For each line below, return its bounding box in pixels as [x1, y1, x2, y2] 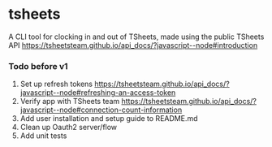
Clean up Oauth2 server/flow [19, 123, 118, 132]
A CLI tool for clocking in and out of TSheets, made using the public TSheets [8, 32, 265, 41]
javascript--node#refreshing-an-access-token [19, 88, 176, 97]
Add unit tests [19, 131, 67, 141]
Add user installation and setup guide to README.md [19, 114, 198, 123]
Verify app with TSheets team [19, 97, 120, 106]
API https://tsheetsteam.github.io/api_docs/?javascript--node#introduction [8, 40, 258, 50]
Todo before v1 [8, 60, 68, 71]
